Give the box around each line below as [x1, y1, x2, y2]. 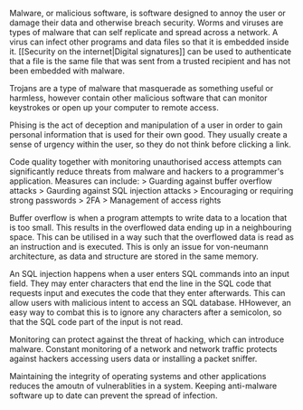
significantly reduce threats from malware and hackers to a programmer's [9, 167, 285, 176]
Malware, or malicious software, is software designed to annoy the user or [9, 8, 287, 18]
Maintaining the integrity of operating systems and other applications [9, 371, 267, 381]
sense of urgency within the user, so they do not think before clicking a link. [9, 139, 291, 149]
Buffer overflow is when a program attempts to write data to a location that [9, 213, 288, 223]
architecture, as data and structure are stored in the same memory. [9, 251, 260, 262]
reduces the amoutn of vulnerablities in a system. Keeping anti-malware [9, 380, 278, 391]
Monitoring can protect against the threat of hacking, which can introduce [9, 334, 285, 345]
